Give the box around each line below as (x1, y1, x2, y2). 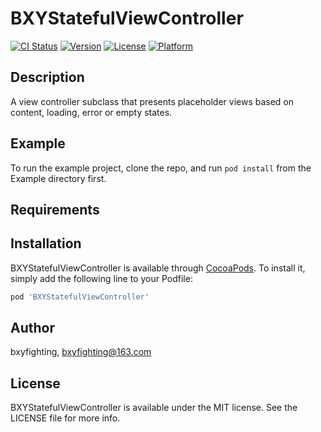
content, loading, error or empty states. (10, 106, 173, 118)
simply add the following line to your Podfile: (10, 272, 193, 284)
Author (10, 320, 55, 337)
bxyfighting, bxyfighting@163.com (10, 346, 152, 358)
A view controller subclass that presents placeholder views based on (10, 95, 295, 107)
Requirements (10, 201, 100, 218)
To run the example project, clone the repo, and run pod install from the (10, 162, 312, 174)
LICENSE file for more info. (10, 412, 121, 424)
